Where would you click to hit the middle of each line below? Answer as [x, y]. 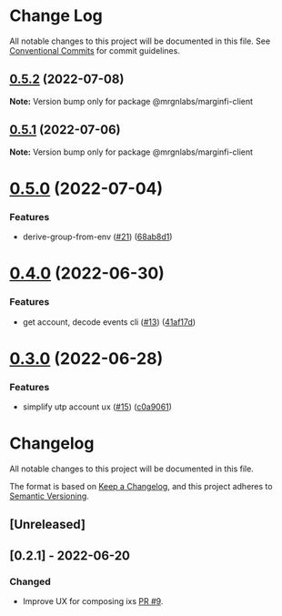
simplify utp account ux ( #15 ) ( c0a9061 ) [97, 407]
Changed [30, 581]
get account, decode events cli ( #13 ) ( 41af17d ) [109, 322]
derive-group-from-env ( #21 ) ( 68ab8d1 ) [97, 237]
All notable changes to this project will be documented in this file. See [140, 41]
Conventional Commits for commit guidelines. [95, 50]
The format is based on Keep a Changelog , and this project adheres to [141, 486]
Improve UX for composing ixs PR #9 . [93, 601]
